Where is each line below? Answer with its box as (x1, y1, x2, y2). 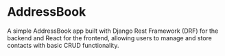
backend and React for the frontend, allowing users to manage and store (7, 33, 213, 42)
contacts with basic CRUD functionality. (7, 41, 119, 49)
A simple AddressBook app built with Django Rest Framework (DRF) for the (7, 27, 219, 35)
